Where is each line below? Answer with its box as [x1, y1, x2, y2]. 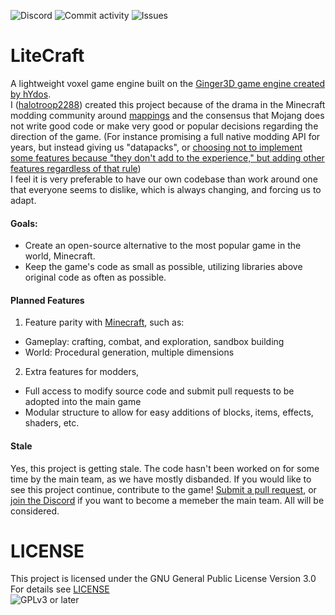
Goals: [10, 217, 38, 229]
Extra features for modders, [24, 366, 140, 378]
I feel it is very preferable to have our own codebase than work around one [10, 173, 318, 185]
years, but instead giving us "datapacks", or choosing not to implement [10, 141, 303, 153]
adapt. [10, 194, 37, 206]
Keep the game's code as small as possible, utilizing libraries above [24, 261, 303, 273]
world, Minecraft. [24, 250, 96, 262]
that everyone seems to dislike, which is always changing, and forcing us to [10, 183, 322, 195]
